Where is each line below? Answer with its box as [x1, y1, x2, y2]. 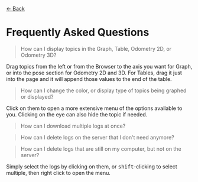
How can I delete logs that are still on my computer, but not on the [20, 145, 181, 152]
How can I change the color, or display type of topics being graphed [20, 87, 187, 94]
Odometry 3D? [20, 51, 57, 58]
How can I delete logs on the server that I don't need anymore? [20, 134, 174, 141]
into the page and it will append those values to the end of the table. [6, 75, 173, 82]
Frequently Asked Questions [6, 26, 150, 39]
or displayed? [20, 93, 54, 100]
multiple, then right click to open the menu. [6, 169, 111, 176]
